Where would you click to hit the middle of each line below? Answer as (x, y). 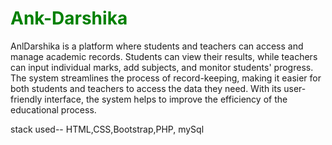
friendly (26, 99)
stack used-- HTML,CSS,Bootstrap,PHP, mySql (107, 129)
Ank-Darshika (69, 18)
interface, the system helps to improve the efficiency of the (166, 99)
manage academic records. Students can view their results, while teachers (164, 56)
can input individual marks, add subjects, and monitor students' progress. (162, 67)
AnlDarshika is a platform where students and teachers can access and (157, 46)
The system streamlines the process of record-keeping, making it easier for (166, 78)
